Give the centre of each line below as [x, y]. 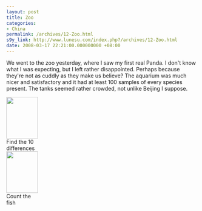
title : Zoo [20, 18]
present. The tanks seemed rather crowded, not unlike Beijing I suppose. [97, 88]
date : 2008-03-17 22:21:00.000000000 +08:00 [63, 46]
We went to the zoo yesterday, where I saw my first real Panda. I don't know [101, 63]
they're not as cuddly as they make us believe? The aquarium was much [96, 76]
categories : [21, 23]
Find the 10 [20, 141]
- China [16, 29]
